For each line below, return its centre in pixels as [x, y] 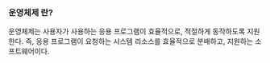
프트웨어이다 [28, 51]
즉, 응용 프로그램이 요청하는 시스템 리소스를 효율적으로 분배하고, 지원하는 [139, 41]
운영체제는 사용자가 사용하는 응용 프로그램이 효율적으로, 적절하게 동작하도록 [127, 31]
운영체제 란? [31, 12]
